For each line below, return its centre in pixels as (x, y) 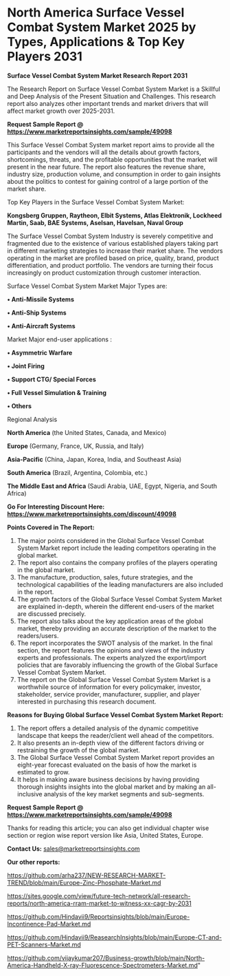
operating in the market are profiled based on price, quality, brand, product (113, 258)
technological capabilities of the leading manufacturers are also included (120, 584)
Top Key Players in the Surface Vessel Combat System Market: (96, 202)
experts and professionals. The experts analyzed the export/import (112, 657)
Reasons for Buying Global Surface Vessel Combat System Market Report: (115, 714)
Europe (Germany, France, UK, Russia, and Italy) (76, 446)
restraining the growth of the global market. (79, 750)
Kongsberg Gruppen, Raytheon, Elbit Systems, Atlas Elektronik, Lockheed (114, 215)
